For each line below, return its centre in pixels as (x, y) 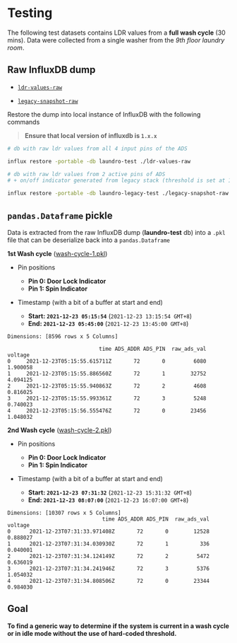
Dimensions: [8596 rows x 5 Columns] (63, 336)
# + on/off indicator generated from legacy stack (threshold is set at (116, 181)
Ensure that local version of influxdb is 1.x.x (91, 135)
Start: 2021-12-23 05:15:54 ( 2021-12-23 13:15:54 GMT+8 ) (110, 315)
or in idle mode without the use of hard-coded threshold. (92, 633)
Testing (30, 13)
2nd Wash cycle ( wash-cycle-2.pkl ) (60, 430)
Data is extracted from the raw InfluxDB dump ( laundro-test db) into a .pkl (116, 232)
